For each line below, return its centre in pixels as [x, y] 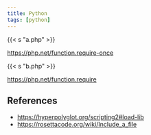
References [32, 100]
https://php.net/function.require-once [60, 53]
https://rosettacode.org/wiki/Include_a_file [77, 125]
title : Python [27, 13]
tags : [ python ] [29, 20]
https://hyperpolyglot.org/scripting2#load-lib [80, 117]
